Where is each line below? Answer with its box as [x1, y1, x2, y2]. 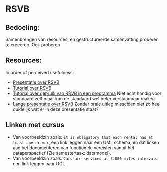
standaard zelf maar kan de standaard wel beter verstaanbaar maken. [12, 95, 156, 101]
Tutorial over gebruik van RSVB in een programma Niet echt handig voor [12, 90, 162, 96]
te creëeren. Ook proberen [5, 42, 60, 48]
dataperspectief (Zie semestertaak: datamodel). [12, 150, 111, 156]
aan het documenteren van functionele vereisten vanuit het [12, 144, 135, 151]
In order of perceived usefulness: [5, 69, 74, 75]
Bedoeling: [5, 23, 40, 32]
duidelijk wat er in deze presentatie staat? [12, 106, 99, 112]
